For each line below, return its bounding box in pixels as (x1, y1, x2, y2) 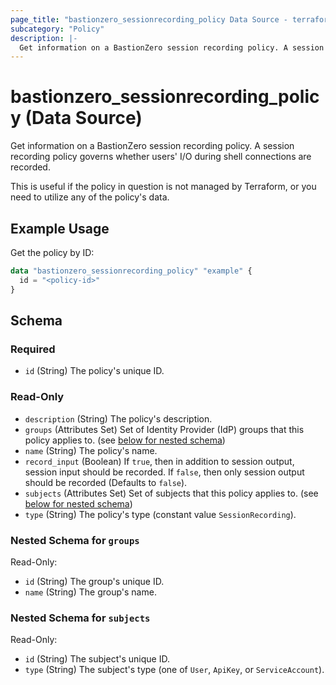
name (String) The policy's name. (24, 444, 158, 456)
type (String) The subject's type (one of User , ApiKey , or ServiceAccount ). (24, 664, 325, 676)
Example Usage (10, 220, 110, 237)
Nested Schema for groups (10, 533, 140, 547)
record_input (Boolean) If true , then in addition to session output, (24, 455, 295, 467)
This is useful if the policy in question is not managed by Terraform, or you (10, 181, 317, 193)
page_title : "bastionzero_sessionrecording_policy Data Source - (10, 14, 288, 25)
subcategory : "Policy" (10, 24, 105, 34)
